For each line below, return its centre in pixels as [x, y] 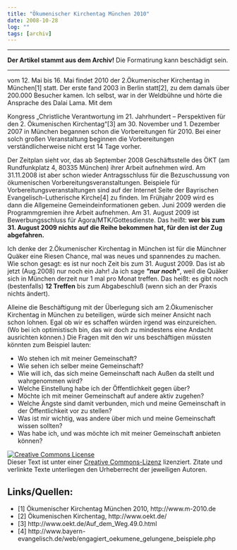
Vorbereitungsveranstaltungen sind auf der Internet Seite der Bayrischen [113, 190]
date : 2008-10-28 [33, 20]
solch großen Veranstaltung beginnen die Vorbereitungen [91, 139]
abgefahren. [26, 235]
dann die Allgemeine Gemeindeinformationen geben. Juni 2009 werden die [117, 205]
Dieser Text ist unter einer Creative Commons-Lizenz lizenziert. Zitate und [115, 462]
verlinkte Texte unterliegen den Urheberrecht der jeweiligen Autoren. [107, 470]
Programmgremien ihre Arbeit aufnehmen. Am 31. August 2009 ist [103, 213]
